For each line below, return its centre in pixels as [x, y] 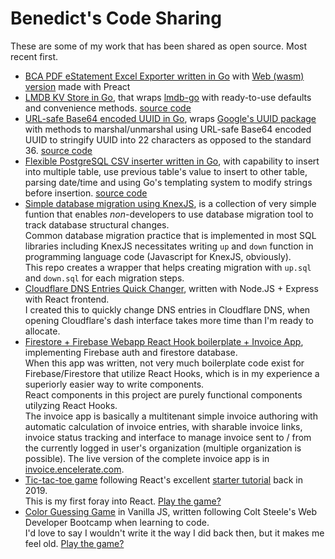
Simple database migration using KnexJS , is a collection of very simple [170, 203]
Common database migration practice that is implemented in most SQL [170, 235]
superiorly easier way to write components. [114, 384]
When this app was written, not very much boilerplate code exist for [164, 363]
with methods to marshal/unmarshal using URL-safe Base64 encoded [168, 129]
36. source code [58, 150]
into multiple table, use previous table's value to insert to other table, [166, 171]
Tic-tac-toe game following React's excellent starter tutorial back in [163, 479]
